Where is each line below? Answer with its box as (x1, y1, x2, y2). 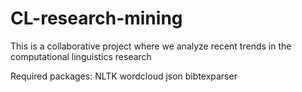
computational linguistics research (10, 50, 152, 62)
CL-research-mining (10, 7, 183, 30)
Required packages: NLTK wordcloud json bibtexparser (10, 70, 238, 82)
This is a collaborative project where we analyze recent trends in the (10, 40, 292, 52)
